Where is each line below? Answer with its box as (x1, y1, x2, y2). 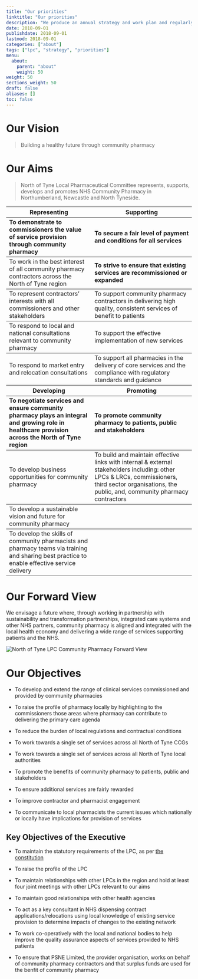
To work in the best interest (9, 257, 85, 265)
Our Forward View (6, 590, 97, 603)
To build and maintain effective (94, 451, 180, 459)
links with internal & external (94, 458, 173, 466)
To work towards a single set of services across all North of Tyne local (14, 750, 186, 758)
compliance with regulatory (94, 368, 170, 376)
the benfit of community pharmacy (14, 967, 99, 974)
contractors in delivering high (94, 297, 176, 305)
